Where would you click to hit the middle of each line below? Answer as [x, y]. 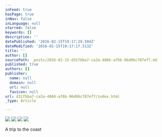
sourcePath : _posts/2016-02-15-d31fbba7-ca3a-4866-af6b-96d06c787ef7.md [81, 60]
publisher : [16, 74]
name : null [21, 78]
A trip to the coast [23, 129]
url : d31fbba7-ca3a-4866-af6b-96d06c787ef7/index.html [63, 96]
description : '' [22, 37]
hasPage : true [20, 14]
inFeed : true [18, 10]
